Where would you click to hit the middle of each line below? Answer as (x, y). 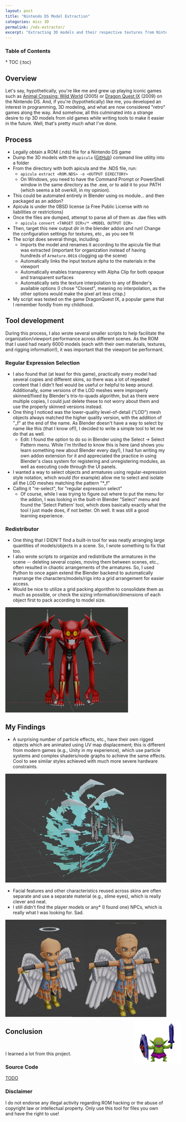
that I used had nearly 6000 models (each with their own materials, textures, (86, 344)
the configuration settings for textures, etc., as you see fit (73, 234)
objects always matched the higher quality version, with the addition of (87, 418)
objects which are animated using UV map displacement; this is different (89, 745)
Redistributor (22, 529)
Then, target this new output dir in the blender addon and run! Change (87, 228)
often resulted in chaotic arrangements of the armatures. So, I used (84, 568)
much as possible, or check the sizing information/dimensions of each (87, 595)
